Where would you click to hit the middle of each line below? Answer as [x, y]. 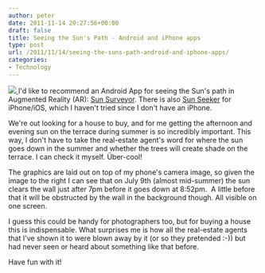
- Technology [30, 67]
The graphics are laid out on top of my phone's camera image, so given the [131, 172]
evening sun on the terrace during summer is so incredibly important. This [130, 131]
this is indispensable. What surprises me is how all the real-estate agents [128, 229]
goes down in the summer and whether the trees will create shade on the [128, 148]
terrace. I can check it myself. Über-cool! [75, 156]
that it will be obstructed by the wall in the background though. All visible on [132, 197]
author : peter [32, 15]
